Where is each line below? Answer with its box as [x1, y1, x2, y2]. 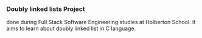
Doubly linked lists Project [6, 5, 85, 13]
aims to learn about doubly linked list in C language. [6, 25, 136, 32]
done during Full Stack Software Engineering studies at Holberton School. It [6, 19, 196, 26]
